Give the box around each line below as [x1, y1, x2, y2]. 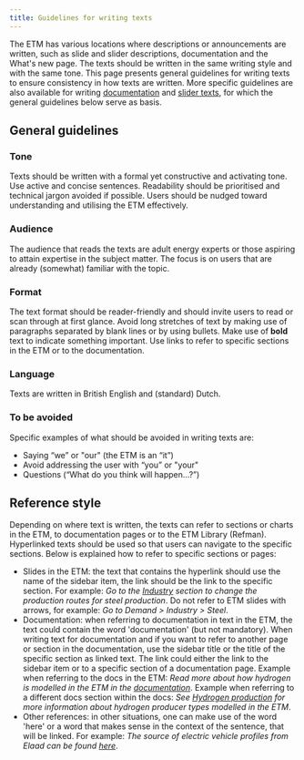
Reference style [9, 495, 102, 510]
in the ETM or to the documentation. [9, 344, 146, 355]
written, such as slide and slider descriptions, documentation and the [9, 47, 269, 59]
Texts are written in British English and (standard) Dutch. [9, 388, 221, 399]
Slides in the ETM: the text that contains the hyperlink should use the [22, 566, 281, 577]
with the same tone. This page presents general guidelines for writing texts [9, 67, 290, 78]
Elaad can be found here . [22, 740, 118, 752]
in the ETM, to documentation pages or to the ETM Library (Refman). [9, 529, 267, 540]
